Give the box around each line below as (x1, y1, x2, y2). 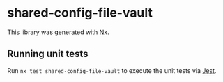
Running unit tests (7, 48, 89, 60)
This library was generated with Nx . (7, 28, 109, 36)
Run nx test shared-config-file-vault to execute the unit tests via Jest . (7, 66, 217, 74)
